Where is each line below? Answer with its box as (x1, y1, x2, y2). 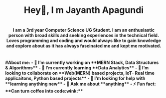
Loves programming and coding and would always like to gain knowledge (6, 38, 161, 44)
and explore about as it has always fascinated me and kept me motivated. (6, 43, 162, 49)
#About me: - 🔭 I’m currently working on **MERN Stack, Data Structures (5, 59, 159, 65)
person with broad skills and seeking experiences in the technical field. (8, 32, 160, 39)
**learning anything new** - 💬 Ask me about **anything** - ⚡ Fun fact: (5, 81, 156, 87)
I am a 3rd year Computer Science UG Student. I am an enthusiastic (12, 27, 155, 33)
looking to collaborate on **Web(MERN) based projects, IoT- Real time (5, 70, 155, 76)
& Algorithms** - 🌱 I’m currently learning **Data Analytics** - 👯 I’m (5, 64, 149, 71)
